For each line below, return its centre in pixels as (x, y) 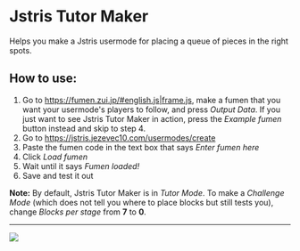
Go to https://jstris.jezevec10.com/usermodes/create (119, 138)
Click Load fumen (54, 157)
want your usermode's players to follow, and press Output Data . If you (151, 109)
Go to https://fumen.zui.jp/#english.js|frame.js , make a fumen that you (151, 100)
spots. (21, 50)
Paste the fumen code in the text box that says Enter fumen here (141, 147)
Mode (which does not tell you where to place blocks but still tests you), (142, 202)
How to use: (43, 79)
